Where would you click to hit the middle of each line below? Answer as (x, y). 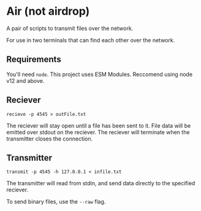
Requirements (34, 59)
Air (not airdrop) (48, 11)
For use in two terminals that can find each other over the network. (91, 40)
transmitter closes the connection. (50, 139)
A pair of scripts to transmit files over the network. (70, 28)
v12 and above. (25, 80)
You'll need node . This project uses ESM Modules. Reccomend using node (100, 74)
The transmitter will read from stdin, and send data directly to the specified (101, 183)
